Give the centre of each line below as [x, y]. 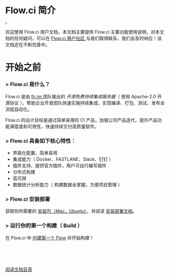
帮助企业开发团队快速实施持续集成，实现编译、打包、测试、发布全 [95, 103]
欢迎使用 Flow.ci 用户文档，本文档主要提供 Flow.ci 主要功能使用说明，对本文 [85, 32]
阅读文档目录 [19, 269]
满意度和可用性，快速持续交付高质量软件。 [54, 126]
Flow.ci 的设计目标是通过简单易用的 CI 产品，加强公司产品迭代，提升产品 [81, 120]
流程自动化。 [19, 109]
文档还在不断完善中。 [27, 45]
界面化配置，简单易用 [35, 153]
